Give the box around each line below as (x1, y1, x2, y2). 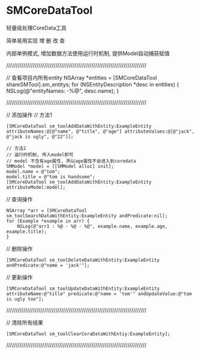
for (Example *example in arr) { (6, 218, 90, 224)
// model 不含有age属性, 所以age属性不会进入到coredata (6, 158, 136, 164)
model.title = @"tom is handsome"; (6, 173, 95, 180)
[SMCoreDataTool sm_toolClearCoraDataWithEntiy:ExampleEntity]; (6, 331, 171, 337)
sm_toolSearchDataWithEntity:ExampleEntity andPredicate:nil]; (6, 212, 168, 219)
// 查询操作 (6, 196, 33, 203)
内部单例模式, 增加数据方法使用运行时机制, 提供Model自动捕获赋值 (6, 49, 170, 57)
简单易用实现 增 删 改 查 (6, 37, 65, 44)
